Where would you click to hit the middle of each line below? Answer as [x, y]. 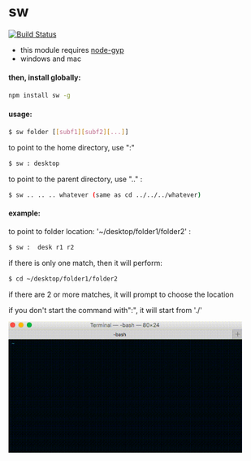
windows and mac [51, 59]
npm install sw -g [39, 96]
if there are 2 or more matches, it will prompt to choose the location [121, 294]
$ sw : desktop [34, 164]
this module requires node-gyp [72, 50]
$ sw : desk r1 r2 [41, 248]
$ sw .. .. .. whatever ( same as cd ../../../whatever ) [105, 195]
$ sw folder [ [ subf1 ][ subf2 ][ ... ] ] [69, 133]
